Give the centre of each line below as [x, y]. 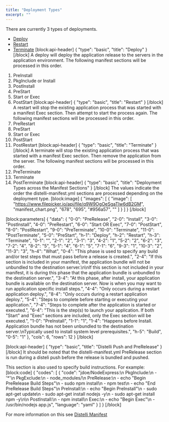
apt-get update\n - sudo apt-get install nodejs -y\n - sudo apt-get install [80, 394]
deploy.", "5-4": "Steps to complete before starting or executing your [77, 299]
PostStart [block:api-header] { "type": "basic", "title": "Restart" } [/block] [88, 102]
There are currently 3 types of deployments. [52, 29]
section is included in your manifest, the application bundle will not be [78, 262]
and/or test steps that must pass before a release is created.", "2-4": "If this [84, 256]
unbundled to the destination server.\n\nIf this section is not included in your [85, 267]
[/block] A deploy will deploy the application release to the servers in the [88, 55]
